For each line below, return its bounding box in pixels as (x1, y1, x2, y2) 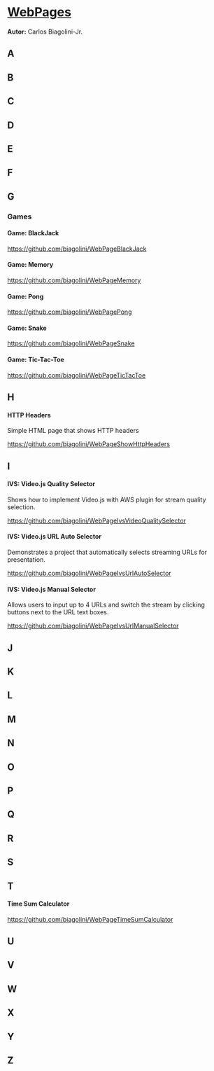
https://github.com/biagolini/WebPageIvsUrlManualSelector (7, 621, 180, 630)
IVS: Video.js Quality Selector (7, 480, 96, 488)
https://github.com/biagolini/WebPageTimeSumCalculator (7, 915, 173, 923)
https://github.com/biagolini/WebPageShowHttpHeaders (7, 440, 170, 448)
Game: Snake (7, 324, 47, 332)
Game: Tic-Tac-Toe (7, 355, 64, 364)
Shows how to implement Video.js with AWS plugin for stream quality (7, 495, 206, 504)
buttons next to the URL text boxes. (7, 608, 109, 616)
